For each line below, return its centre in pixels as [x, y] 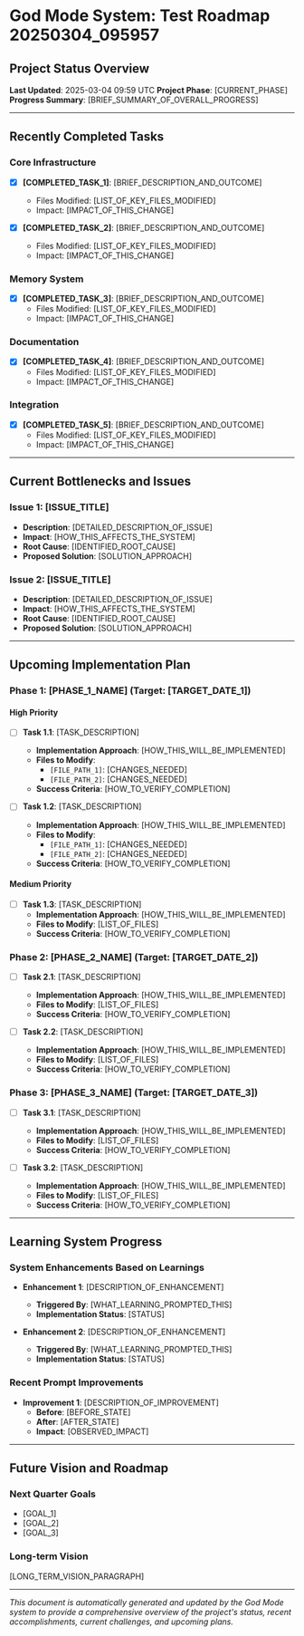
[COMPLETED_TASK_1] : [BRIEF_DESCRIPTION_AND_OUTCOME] [142, 182]
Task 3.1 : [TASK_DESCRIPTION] [82, 1112]
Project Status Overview [80, 68]
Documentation [44, 342]
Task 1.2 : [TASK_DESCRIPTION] [82, 806]
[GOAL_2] [41, 1524]
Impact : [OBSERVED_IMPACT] [92, 1431]
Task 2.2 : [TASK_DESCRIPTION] [83, 1032]
